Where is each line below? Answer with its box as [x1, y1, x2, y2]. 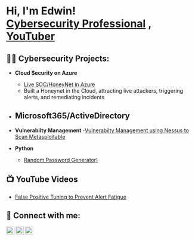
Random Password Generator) [23, 156, 98, 163]
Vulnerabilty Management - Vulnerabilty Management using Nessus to [14, 127, 189, 134]
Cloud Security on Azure [14, 69, 78, 76]
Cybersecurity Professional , [6, 17, 152, 30]
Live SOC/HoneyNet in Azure [23, 81, 95, 88]
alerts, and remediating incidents [23, 94, 105, 100]
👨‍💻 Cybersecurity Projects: [6, 53, 110, 63]
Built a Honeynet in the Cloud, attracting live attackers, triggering [23, 87, 184, 94]
